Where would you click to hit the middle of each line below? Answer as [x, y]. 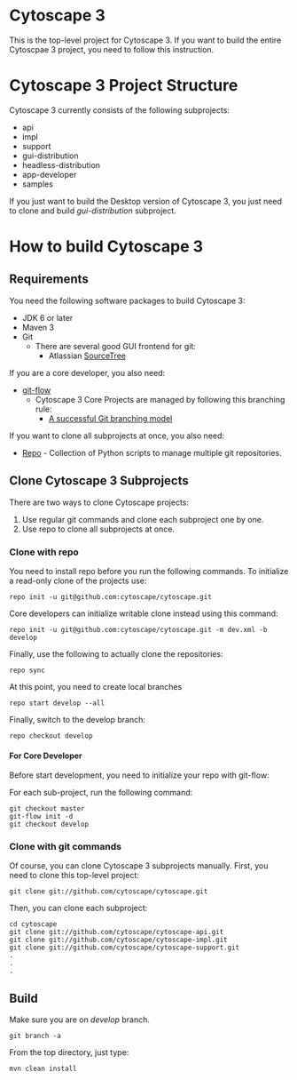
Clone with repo [44, 552]
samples [37, 184]
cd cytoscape [33, 924]
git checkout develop [49, 824]
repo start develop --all [57, 703]
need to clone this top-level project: [74, 876]
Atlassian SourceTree [87, 356]
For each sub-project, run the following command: [101, 793]
